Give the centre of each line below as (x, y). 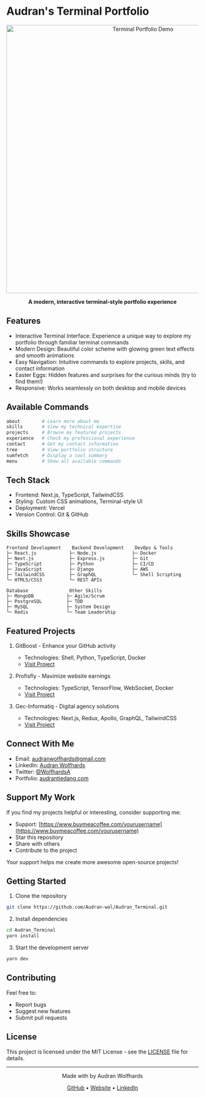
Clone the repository (41, 896)
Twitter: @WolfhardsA (43, 772)
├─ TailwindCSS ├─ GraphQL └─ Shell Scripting (94, 575)
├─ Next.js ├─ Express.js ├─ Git (77, 559)
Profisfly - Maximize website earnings (63, 676)
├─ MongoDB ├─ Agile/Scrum (56, 596)
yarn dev (17, 959)
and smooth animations (45, 355)
